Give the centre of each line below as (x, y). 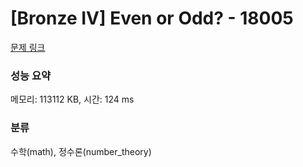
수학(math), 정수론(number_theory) (81, 151)
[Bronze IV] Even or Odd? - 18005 (152, 18)
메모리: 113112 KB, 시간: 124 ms (72, 99)
